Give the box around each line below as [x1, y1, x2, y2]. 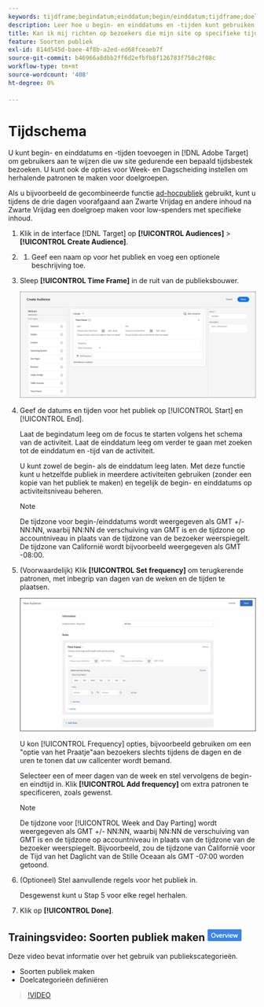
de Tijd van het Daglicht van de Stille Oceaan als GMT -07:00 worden [19, 852, 244, 861]
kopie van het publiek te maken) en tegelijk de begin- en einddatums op [19, 478, 253, 488]
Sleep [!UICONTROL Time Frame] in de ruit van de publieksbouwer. [19, 276, 240, 286]
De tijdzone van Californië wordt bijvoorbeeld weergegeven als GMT [19, 542, 241, 551]
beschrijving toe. [31, 260, 86, 271]
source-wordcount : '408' [8, 71, 90, 79]
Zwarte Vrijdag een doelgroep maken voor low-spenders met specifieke [8, 205, 242, 215]
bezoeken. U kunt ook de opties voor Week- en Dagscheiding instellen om [8, 165, 248, 175]
